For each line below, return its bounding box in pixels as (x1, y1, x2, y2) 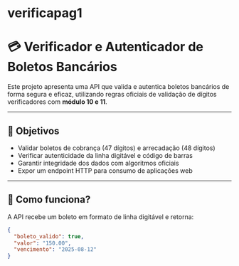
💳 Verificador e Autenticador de (7, 39, 204, 55)
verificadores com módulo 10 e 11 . (7, 97, 108, 106)
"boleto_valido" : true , (14, 233, 84, 240)
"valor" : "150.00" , (14, 240, 72, 247)
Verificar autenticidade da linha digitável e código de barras (17, 151, 193, 159)
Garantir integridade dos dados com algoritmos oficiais (17, 159, 179, 167)
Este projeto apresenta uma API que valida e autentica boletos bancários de (7, 83, 230, 91)
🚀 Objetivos (7, 124, 60, 137)
